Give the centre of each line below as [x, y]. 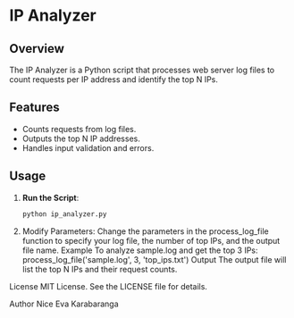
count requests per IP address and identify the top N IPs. [114, 79]
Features [34, 108]
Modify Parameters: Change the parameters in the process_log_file [146, 231]
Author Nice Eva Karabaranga [64, 304]
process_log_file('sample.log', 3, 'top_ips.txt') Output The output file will [154, 259]
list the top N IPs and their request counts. [100, 269]
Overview [37, 49]
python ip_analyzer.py [64, 214]
